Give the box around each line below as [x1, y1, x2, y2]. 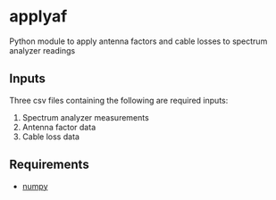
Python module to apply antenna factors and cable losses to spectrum [9, 36, 268, 46]
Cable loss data [21, 131, 80, 142]
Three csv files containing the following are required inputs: [9, 95, 229, 105]
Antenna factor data [21, 121, 96, 132]
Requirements [9, 157, 89, 172]
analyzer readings [9, 45, 76, 55]
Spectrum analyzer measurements [21, 112, 149, 122]
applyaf [9, 6, 68, 27]
